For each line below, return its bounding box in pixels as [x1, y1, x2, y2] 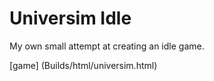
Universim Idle [9, 7, 132, 30]
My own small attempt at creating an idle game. [9, 40, 205, 52]
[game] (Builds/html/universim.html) [9, 59, 158, 71]
